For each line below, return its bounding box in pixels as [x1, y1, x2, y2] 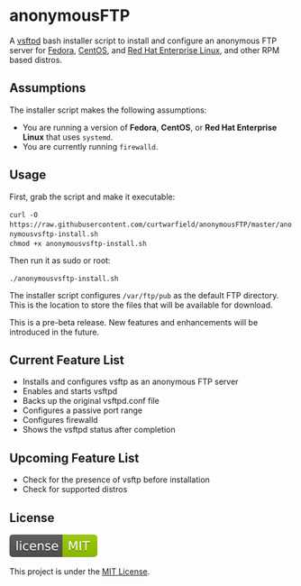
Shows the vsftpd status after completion [22, 425, 176, 435]
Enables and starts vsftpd [22, 386, 118, 397]
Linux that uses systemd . [22, 132, 114, 142]
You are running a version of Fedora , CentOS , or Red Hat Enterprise [22, 122, 278, 133]
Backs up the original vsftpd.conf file [22, 396, 160, 407]
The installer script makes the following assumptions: [9, 105, 207, 115]
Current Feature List [9, 353, 124, 368]
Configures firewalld [22, 415, 98, 426]
